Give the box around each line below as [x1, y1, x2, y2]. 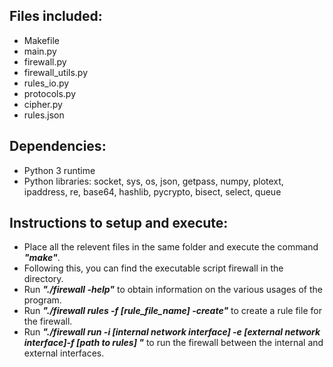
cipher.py [23, 98, 63, 110]
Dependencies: [9, 138, 107, 155]
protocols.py [23, 87, 77, 99]
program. [23, 294, 62, 306]
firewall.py [23, 55, 67, 68]
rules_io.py [23, 77, 70, 89]
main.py [23, 45, 57, 57]
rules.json [23, 109, 65, 121]
